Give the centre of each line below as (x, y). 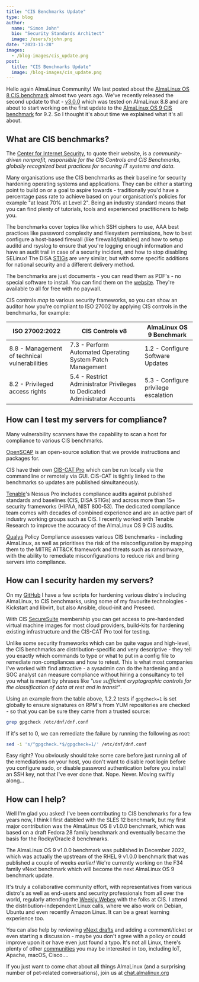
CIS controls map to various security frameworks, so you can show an (92, 300)
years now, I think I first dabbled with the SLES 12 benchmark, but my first (96, 820)
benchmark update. (30, 875)
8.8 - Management (36, 348)
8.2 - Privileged (31, 384)
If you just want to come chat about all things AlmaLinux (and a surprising (96, 967)
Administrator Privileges (103, 384)
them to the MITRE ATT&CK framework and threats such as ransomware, (95, 549)
